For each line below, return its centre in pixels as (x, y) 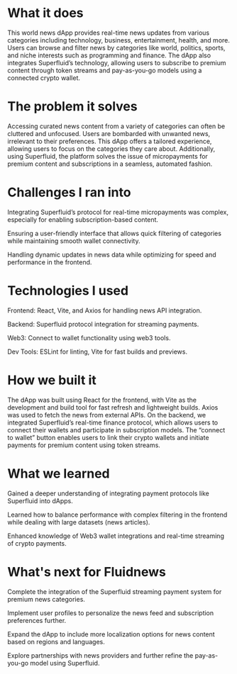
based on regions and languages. (56, 641)
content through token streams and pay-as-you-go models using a (105, 70)
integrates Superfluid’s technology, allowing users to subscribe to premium (117, 62)
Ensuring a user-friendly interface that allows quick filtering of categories (115, 233)
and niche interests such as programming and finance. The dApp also (109, 55)
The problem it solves (72, 107)
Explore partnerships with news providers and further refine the (100, 655)
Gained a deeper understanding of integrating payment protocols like (108, 493)
